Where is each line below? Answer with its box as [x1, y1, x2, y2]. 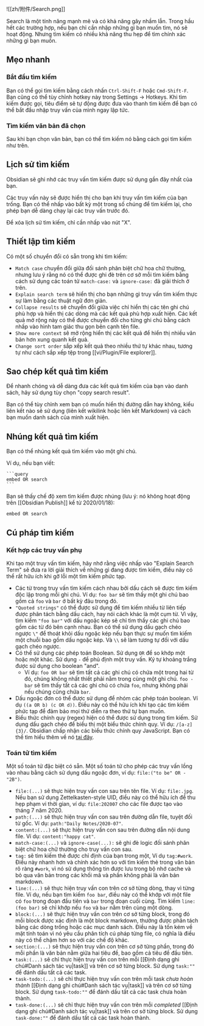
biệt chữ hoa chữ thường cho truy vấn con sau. [15, 845, 133, 853]
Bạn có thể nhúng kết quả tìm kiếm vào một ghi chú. [6, 448, 137, 455]
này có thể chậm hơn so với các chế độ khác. [15, 936, 130, 944]
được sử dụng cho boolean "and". [15, 662, 100, 669]
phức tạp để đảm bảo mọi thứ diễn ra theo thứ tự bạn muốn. [15, 707, 166, 715]
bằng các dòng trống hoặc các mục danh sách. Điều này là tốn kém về [15, 924, 193, 931]
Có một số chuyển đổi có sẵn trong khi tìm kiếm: [6, 253, 128, 260]
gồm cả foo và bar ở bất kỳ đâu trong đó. [15, 597, 118, 604]
